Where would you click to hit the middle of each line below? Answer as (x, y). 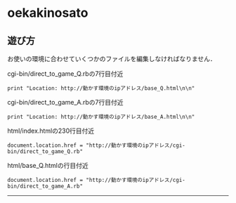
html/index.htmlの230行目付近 (51, 131)
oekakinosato (48, 13)
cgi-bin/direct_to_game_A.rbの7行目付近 (65, 102)
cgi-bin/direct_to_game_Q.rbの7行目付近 (65, 74)
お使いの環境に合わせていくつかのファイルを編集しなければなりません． (112, 59)
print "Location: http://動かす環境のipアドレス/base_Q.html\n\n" (101, 89)
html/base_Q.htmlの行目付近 (48, 165)
